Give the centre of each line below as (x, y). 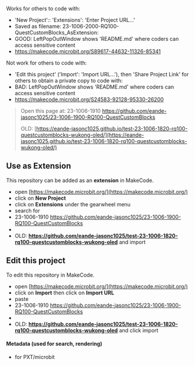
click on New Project (40, 198)
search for (27, 210)
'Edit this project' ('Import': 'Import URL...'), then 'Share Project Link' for (102, 74)
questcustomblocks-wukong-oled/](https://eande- (82, 135)
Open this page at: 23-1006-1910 (61, 111)
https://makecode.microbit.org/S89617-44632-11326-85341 (88, 51)
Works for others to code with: (43, 9)
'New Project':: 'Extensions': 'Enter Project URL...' (75, 20)
